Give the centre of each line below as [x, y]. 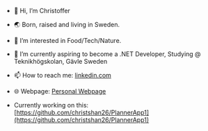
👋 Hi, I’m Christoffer [42, 11]
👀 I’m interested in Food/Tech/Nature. [67, 41]
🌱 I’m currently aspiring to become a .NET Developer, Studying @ [107, 54]
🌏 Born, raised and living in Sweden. [67, 25]
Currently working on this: [51, 105]
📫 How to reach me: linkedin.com [62, 75]
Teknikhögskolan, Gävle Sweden [61, 61]
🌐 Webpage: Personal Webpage [60, 91]
